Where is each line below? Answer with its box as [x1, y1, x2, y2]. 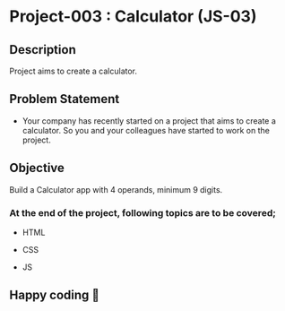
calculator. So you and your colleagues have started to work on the [22, 125, 271, 135]
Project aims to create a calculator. [9, 65, 137, 76]
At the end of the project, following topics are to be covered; [9, 206, 276, 219]
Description [9, 42, 76, 57]
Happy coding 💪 [9, 288, 100, 303]
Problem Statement [9, 91, 120, 107]
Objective [9, 160, 65, 176]
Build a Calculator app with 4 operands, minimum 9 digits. [9, 184, 223, 194]
